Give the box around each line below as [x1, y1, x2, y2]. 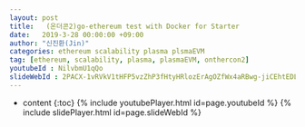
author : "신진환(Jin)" [9, 38, 90, 48]
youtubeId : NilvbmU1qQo [9, 64, 103, 73]
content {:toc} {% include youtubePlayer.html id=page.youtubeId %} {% [22, 97, 292, 108]
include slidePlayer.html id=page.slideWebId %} [22, 106, 202, 118]
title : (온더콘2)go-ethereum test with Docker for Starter [9, 22, 241, 31]
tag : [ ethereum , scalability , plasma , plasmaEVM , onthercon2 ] [9, 55, 250, 64]
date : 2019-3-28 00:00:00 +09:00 [9, 30, 144, 39]
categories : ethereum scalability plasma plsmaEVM [9, 47, 205, 56]
